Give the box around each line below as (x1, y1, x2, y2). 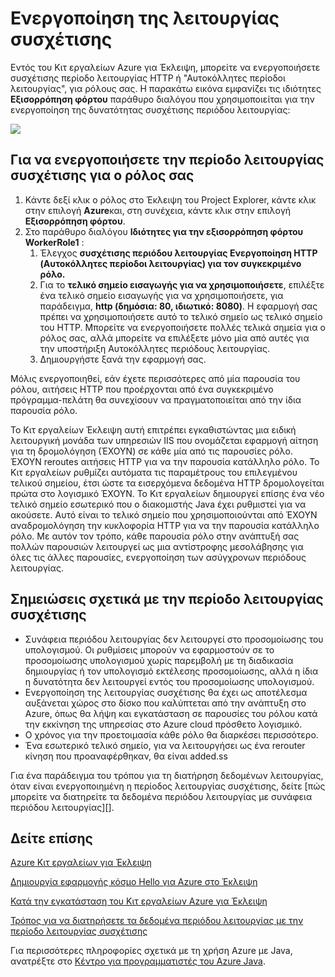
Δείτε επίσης (10, 830, 93, 847)
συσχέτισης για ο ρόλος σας (10, 167, 195, 184)
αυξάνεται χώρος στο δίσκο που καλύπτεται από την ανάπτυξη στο (24, 697, 307, 709)
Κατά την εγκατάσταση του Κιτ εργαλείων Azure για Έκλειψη (10, 895, 268, 907)
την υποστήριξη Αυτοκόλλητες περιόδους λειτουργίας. (39, 342, 271, 354)
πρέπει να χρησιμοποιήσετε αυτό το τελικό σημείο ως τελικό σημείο (39, 310, 323, 322)
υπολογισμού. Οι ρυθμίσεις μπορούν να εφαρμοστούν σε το (24, 643, 275, 656)
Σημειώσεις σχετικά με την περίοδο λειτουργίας (10, 591, 324, 608)
